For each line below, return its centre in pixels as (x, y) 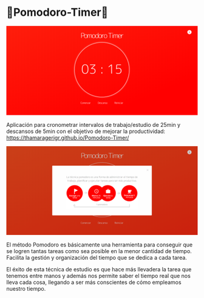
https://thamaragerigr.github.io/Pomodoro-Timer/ (68, 138)
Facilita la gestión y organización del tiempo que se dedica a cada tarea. (97, 258)
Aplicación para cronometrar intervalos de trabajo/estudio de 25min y (93, 125)
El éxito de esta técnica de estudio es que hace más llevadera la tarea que (99, 269)
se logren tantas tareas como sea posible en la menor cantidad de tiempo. (99, 251)
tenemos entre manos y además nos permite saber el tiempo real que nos (99, 276)
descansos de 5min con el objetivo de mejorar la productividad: (86, 131)
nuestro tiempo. (26, 289)
